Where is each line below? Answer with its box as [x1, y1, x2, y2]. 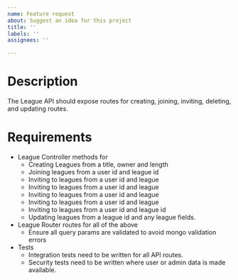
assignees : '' [7, 37, 50, 44]
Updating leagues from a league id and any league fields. [28, 213, 196, 221]
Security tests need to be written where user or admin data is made [28, 258, 226, 267]
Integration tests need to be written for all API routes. [28, 251, 183, 259]
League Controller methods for [17, 153, 108, 161]
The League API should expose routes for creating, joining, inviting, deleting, [7, 97, 232, 106]
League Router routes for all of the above [17, 220, 139, 229]
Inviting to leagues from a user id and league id [28, 206, 166, 213]
